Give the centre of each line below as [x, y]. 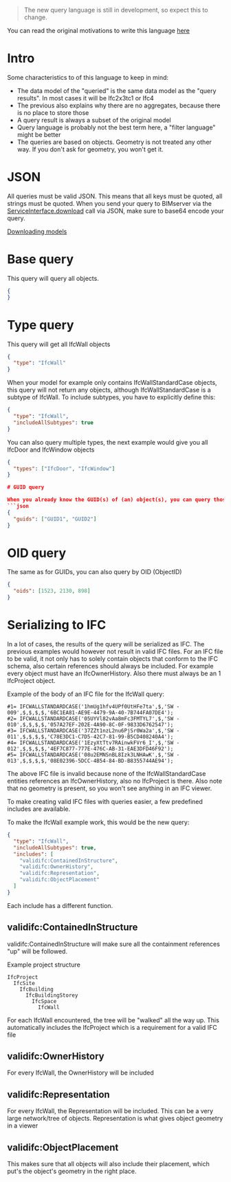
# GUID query [26, 487]
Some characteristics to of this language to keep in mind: [88, 77]
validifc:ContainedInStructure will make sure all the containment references [113, 944]
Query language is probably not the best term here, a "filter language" [116, 127]
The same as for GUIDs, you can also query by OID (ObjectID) [95, 572]
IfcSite [24, 983]
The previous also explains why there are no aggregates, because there [119, 105]
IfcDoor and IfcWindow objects [51, 450]
